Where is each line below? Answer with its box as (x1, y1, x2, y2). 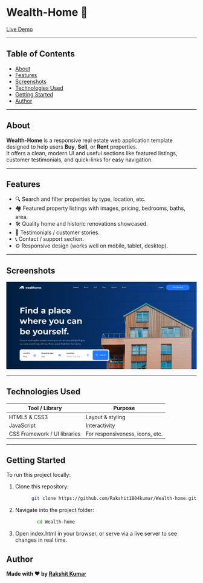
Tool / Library (27, 405, 62, 412)
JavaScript (8, 422, 36, 429)
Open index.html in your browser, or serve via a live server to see (14, 530, 178, 538)
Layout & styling (85, 413, 126, 420)
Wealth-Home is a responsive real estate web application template (6, 136, 173, 144)
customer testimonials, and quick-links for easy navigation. (6, 156, 153, 163)
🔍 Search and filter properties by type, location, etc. (14, 195, 146, 203)
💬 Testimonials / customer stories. (14, 229, 100, 236)
